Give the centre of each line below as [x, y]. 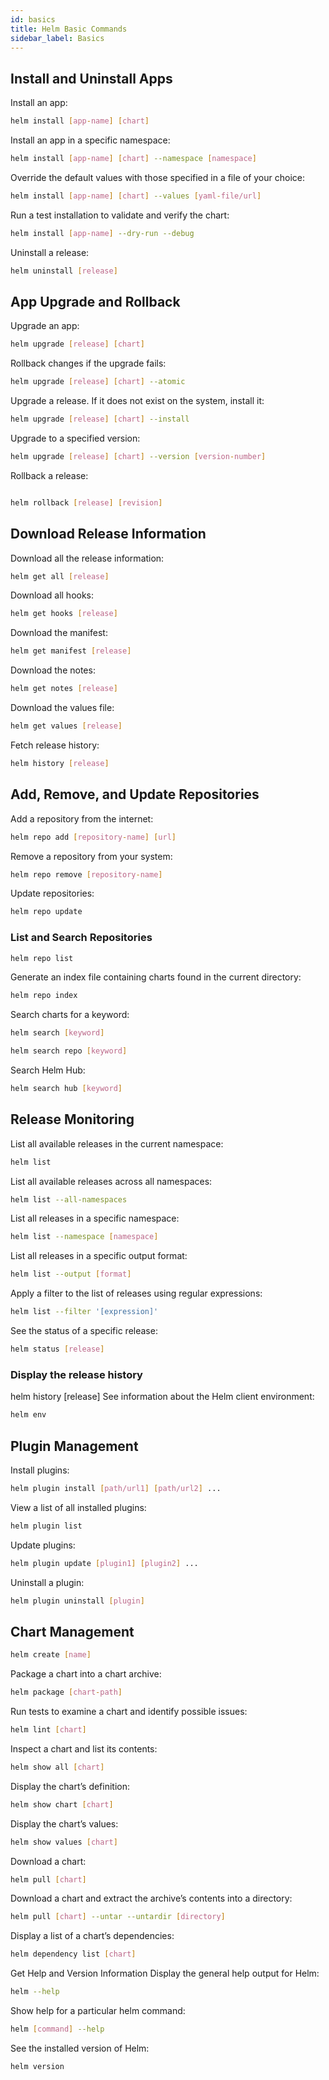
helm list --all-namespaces [69, 1199]
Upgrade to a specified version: [75, 438]
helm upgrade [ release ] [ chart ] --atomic [98, 382]
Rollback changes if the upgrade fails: [88, 363]
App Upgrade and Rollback [95, 301]
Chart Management [72, 1631]
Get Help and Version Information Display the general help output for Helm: [165, 1973]
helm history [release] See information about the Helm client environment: [162, 1397]
